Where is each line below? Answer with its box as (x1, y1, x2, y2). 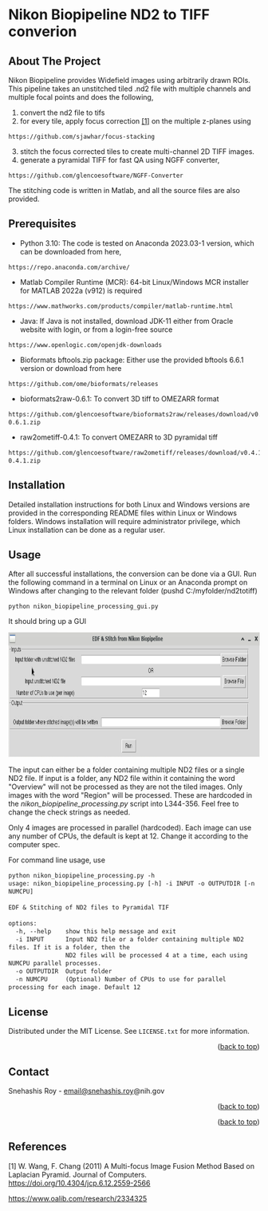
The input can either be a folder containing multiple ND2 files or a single (8, 765, 245, 775)
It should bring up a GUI (8, 617, 87, 626)
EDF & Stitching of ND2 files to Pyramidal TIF (8, 904, 170, 912)
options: (8, 920, 37, 928)
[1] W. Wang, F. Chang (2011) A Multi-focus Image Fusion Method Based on (8, 1161, 255, 1170)
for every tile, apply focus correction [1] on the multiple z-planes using (19, 116, 251, 125)
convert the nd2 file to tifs (19, 108, 105, 117)
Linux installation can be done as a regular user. (8, 525, 166, 534)
